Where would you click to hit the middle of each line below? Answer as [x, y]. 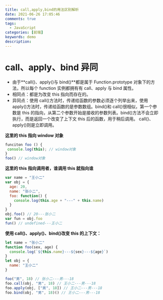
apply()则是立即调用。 [35, 125]
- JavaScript [23, 28]
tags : [11, 23]
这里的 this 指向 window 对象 [34, 135]
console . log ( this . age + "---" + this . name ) [59, 200]
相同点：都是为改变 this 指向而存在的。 [51, 94]
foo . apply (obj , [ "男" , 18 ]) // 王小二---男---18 [54, 288]
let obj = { [17, 261]
